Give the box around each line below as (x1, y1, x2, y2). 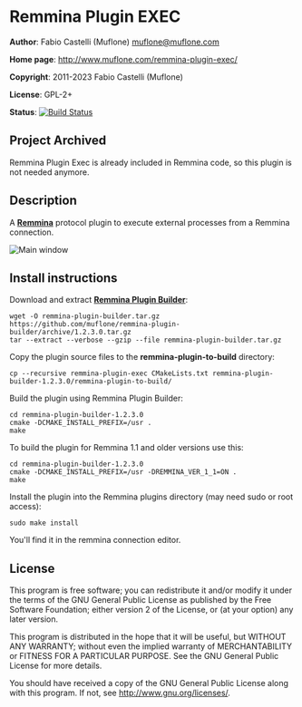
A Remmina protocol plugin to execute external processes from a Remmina (9, 217, 290, 228)
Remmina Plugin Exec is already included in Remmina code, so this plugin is (9, 157, 292, 168)
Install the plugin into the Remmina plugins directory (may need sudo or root (9, 491, 294, 502)
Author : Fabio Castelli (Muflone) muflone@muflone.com (9, 36, 220, 47)
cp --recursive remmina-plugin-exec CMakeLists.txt (9, 369, 209, 378)
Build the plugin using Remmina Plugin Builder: (9, 392, 183, 404)
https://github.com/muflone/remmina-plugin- (9, 320, 180, 329)
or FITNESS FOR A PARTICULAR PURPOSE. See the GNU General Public (9, 651, 279, 662)
